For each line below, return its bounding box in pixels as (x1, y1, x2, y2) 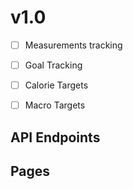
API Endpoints (10, 129, 101, 146)
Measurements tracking (24, 39, 123, 51)
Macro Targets (24, 99, 86, 111)
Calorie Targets (24, 79, 89, 91)
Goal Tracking (24, 59, 83, 71)
